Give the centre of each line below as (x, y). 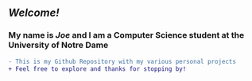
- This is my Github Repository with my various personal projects (122, 61)
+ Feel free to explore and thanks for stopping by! (97, 69)
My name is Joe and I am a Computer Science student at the (126, 35)
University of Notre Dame (58, 45)
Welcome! (34, 13)
